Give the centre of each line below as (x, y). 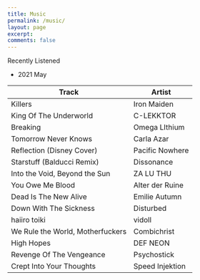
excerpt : (20, 34)
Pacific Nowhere (161, 150)
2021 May (32, 75)
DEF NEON (151, 243)
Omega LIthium (159, 128)
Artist (161, 92)
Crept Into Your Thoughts (54, 266)
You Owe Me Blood (43, 185)
